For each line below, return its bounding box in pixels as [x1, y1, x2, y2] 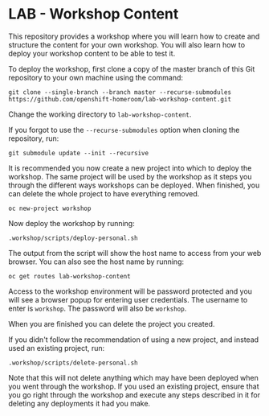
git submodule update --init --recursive [8, 149, 149, 157]
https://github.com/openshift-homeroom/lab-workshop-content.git [8, 95, 231, 103]
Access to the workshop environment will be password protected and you [8, 286, 253, 296]
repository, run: [8, 134, 59, 143]
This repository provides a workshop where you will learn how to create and [8, 31, 260, 41]
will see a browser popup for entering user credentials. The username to [8, 294, 248, 304]
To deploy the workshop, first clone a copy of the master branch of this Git [8, 64, 255, 73]
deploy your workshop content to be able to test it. [8, 48, 176, 58]
